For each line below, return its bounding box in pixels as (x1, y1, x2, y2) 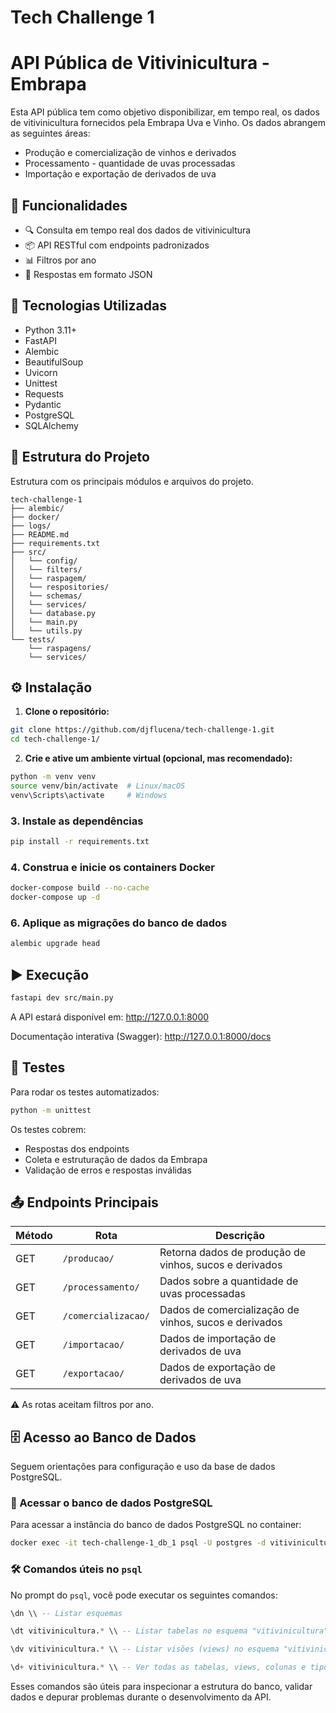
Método (15, 1229, 53, 1243)
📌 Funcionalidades (10, 197, 128, 214)
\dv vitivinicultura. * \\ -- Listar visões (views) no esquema (10, 1644, 280, 1655)
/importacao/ (62, 1339, 125, 1351)
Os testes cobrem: (10, 1123, 87, 1135)
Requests (24, 387, 64, 400)
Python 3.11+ (24, 324, 78, 336)
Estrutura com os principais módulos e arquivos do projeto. (10, 475, 255, 487)
